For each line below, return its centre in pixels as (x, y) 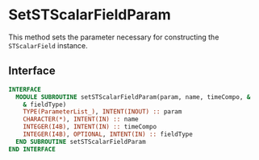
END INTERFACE (32, 149)
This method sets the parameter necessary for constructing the (114, 37)
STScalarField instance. (48, 45)
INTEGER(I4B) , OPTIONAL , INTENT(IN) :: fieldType (108, 134)
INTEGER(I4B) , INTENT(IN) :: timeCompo (90, 127)
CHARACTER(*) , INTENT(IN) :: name (81, 119)
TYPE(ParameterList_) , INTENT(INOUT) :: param (102, 112)
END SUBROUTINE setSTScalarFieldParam (81, 142)
